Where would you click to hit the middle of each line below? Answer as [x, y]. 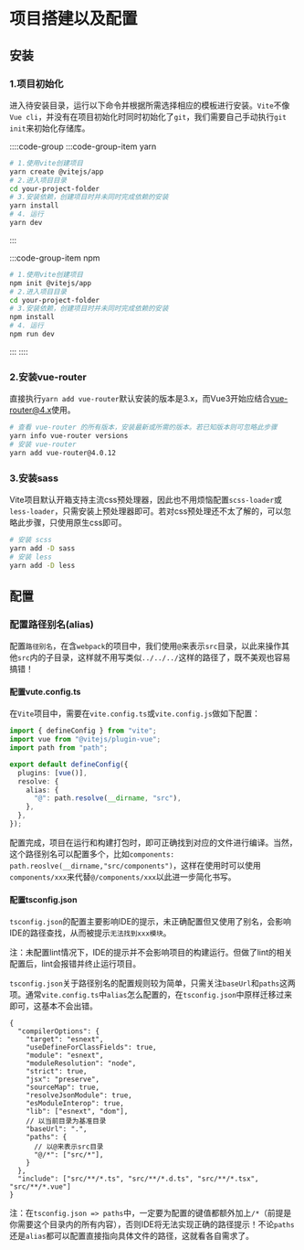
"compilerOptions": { [59, 1031]
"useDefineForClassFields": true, [91, 1048]
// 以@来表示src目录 [68, 1147]
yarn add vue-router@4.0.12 [63, 453]
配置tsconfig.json [43, 899]
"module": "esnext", [65, 1056]
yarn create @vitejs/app [57, 171]
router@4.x [31, 410]
